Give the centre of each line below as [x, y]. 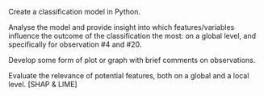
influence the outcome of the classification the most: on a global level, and [132, 36]
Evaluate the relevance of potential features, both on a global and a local [129, 75]
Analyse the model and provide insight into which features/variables [122, 27]
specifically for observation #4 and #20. [75, 44]
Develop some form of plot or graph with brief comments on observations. [132, 60]
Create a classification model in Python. [75, 12]
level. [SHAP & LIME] [43, 84]
